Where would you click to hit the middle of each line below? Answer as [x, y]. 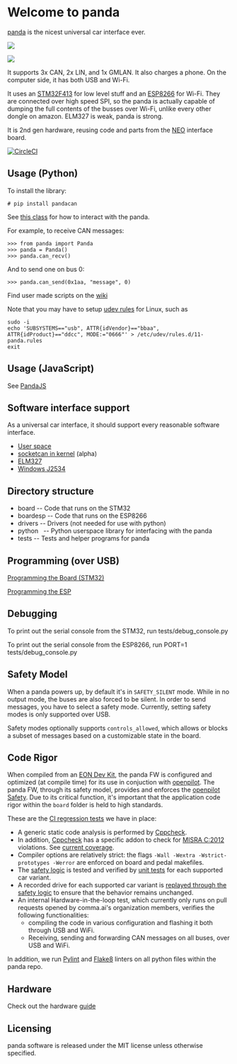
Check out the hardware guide [52, 1006]
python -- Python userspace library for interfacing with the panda [115, 531]
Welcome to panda [64, 12]
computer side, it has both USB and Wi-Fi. [69, 79]
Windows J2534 [41, 469]
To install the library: [37, 190]
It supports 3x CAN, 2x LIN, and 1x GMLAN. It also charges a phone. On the [117, 72]
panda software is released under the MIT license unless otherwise [105, 1046]
